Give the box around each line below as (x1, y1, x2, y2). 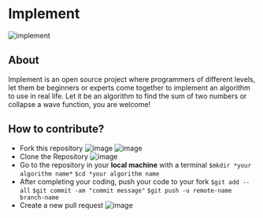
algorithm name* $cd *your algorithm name (19, 170, 160, 178)
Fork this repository (19, 143, 83, 153)
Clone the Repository (19, 151, 89, 161)
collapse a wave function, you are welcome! (8, 99, 151, 109)
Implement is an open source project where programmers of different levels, (8, 74, 256, 83)
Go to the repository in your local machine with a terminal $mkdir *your (19, 160, 252, 169)
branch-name (19, 194, 59, 201)
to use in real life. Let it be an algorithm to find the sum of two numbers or (8, 91, 247, 101)
